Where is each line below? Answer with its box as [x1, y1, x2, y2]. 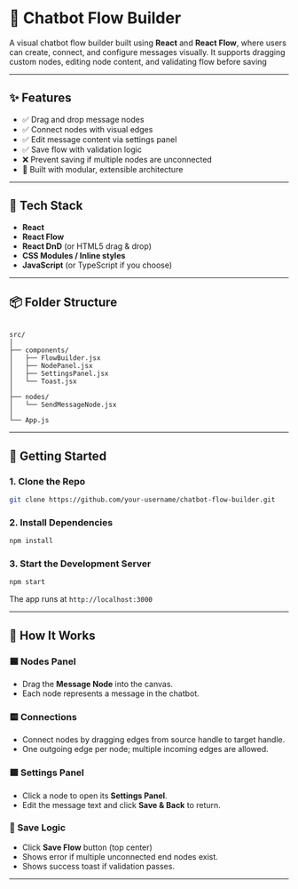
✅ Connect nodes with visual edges [21, 124, 153, 134]
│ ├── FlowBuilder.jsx [9, 354, 101, 363]
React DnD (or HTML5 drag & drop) [21, 240, 153, 252]
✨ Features [9, 91, 72, 106]
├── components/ [9, 346, 69, 355]
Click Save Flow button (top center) [21, 842, 153, 853]
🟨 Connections [9, 710, 77, 723]
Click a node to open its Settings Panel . [21, 790, 168, 801]
